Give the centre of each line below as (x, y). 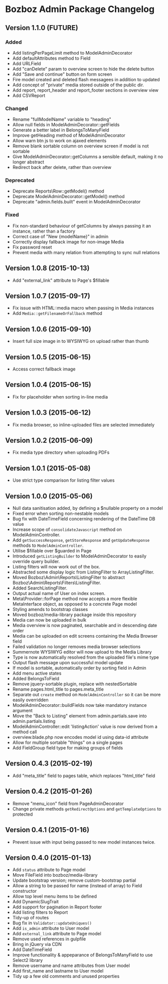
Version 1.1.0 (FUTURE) (42, 28)
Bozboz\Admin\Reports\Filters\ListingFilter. (57, 583)
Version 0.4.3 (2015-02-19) (49, 764)
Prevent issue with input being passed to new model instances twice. (84, 842)
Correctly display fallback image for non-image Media (68, 242)
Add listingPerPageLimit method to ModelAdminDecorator (72, 53)
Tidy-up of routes (31, 918)
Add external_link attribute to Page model (57, 934)
